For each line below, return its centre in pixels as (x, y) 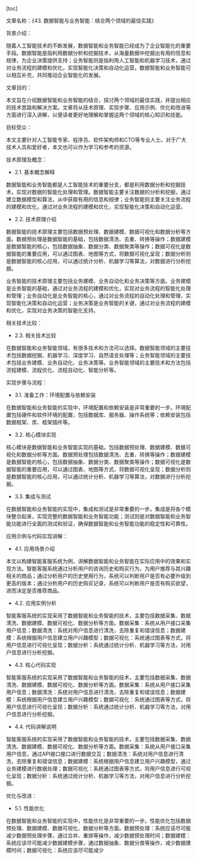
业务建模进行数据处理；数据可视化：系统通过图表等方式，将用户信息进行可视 (98, 768)
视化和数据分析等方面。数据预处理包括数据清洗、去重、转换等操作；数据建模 (98, 455)
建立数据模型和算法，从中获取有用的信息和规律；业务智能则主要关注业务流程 (98, 199)
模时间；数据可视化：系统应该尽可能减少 (55, 850)
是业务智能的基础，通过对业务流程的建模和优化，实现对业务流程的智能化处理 (98, 288)
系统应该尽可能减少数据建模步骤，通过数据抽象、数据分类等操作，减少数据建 (98, 843)
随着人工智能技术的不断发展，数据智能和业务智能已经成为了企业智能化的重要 (98, 46)
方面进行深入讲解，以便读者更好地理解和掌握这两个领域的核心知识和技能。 (96, 115)
